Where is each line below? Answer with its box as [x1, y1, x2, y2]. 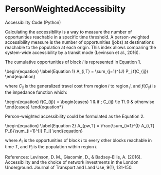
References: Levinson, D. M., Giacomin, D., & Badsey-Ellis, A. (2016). [5, 154, 142, 160]
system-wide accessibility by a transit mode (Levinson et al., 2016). [5, 50, 140, 55]
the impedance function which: [5, 89, 67, 95]
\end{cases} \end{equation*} [5, 104, 64, 110]
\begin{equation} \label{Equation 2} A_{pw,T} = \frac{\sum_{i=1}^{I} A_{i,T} [5, 122, 155, 128]
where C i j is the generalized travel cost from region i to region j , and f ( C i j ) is [5, 83, 156, 90]
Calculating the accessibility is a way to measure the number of [5, 29, 132, 35]
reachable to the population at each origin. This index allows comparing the [5, 44, 157, 50]
